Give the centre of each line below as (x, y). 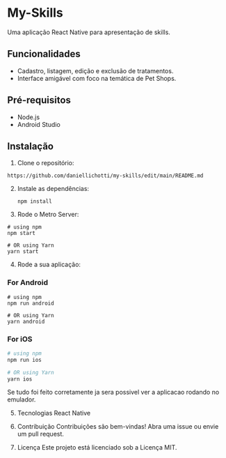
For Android (28, 282)
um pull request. (41, 434)
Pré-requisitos (39, 100)
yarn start (23, 252)
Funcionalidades (44, 54)
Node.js (29, 117)
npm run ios (24, 360)
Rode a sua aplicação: (49, 265)
